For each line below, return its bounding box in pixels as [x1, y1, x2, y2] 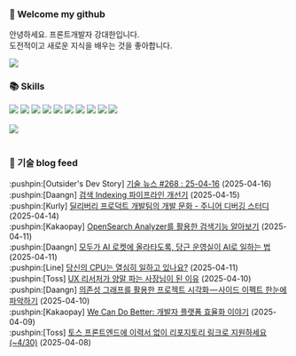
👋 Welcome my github [9, 8, 106, 20]
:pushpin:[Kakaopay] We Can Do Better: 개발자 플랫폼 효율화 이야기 [9, 306, 250, 317]
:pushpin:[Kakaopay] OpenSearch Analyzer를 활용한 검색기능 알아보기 [9, 221, 260, 232]
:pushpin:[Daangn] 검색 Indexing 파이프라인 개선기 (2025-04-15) [9, 189, 241, 200]
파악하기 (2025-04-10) [9, 295, 90, 305]
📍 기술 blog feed [9, 156, 78, 169]
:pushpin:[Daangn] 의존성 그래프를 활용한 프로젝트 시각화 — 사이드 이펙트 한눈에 [9, 284, 287, 295]
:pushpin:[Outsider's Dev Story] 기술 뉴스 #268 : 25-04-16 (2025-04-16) [9, 178, 272, 189]
